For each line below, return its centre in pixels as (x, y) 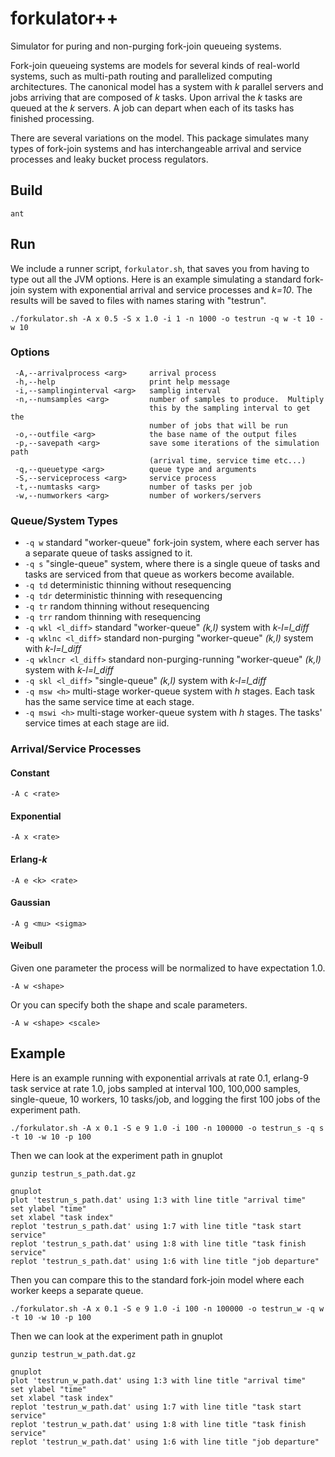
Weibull (26, 946)
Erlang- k (29, 859)
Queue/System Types (64, 520)
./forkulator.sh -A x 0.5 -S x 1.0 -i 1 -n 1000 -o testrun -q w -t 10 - (167, 318)
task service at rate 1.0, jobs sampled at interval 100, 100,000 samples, (155, 1088)
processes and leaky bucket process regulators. (109, 159)
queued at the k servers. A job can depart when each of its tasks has (152, 108)
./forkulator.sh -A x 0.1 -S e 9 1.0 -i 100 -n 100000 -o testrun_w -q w (167, 1308)
